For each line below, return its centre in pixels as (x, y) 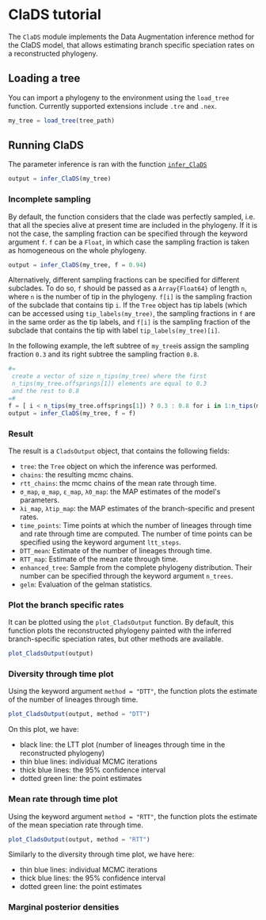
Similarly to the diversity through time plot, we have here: (101, 854)
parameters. (40, 500)
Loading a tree (44, 78)
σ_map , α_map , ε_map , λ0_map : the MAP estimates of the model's (120, 491)
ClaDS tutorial (55, 15)
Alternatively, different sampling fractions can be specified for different (124, 280)
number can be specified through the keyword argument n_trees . (126, 575)
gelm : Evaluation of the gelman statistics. (86, 584)
